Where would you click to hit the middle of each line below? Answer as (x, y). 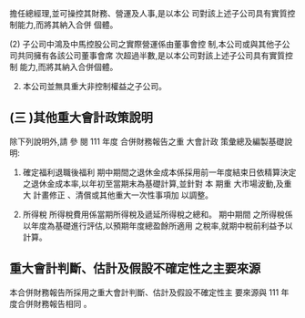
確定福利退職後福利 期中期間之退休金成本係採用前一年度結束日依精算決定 (159, 172)
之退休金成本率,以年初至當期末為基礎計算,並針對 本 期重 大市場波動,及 (153, 183)
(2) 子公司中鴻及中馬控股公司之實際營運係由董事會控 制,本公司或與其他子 (146, 44)
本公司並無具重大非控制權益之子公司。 (94, 86)
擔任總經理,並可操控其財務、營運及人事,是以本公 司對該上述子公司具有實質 (149, 13)
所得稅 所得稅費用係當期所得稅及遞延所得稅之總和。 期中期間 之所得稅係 (158, 214)
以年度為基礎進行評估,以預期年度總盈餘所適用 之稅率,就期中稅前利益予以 (158, 225)
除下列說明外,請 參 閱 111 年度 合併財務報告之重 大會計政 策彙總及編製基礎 (147, 141)
